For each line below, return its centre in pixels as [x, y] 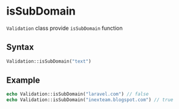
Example [23, 80]
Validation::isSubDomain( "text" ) [49, 61]
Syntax [20, 47]
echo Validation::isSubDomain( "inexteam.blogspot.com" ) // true [90, 100]
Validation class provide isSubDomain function [65, 28]
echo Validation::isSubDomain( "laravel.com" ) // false [78, 94]
